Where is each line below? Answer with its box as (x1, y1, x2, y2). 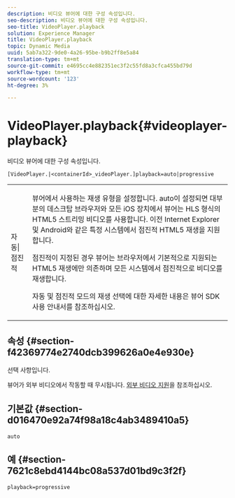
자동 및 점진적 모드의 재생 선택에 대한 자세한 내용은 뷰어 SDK (31, 292, 220, 301)
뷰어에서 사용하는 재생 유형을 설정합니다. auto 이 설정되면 (31, 194, 208, 204)
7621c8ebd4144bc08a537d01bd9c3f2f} (7, 465, 187, 477)
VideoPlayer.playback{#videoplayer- (7, 118, 228, 134)
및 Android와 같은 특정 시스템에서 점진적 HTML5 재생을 (31, 225, 206, 235)
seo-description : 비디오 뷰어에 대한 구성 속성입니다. (7, 17, 148, 24)
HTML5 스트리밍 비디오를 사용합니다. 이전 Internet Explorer (31, 215, 220, 225)
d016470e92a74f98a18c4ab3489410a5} (7, 414, 190, 427)
